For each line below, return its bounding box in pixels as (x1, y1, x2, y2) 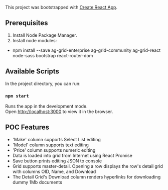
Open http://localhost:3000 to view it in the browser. (5, 108, 113, 115)
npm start (5, 93, 29, 99)
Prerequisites (5, 19, 48, 27)
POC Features (5, 123, 49, 132)
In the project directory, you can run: (5, 80, 81, 86)
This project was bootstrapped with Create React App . (5, 5, 118, 10)
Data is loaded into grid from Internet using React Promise (12, 152, 133, 158)
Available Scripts (5, 67, 59, 76)
